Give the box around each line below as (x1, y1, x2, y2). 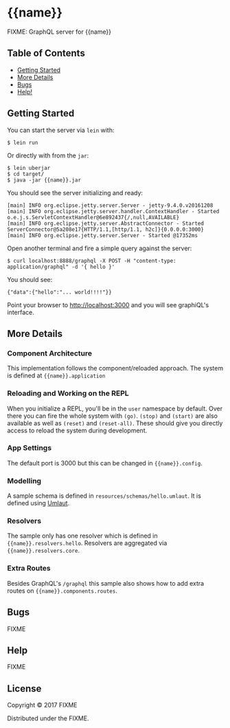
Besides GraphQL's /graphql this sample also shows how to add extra (7, 579, 205, 587)
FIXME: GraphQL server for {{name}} (7, 27, 112, 36)
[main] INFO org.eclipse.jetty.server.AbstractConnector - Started (7, 220, 205, 227)
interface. (7, 308, 34, 316)
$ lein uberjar (7, 164, 51, 171)
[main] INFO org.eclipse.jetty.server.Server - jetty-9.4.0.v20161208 (7, 201, 214, 209)
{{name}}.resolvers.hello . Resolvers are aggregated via (7, 539, 168, 547)
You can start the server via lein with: (7, 126, 115, 134)
